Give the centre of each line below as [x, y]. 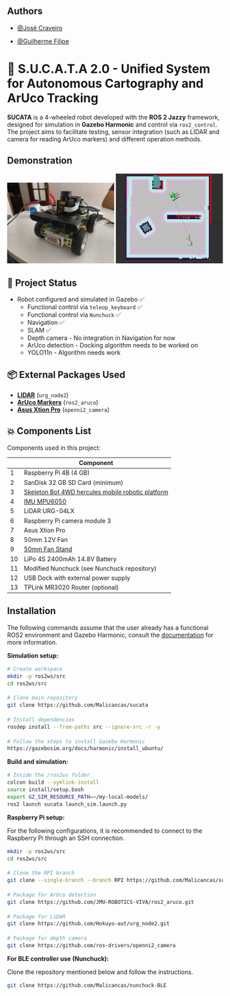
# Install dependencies [41, 720]
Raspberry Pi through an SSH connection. [66, 838]
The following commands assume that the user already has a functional [108, 627]
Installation [31, 611]
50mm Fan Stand [48, 550]
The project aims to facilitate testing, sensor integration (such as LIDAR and [114, 132]
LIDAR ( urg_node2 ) [43, 395]
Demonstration [40, 161]
